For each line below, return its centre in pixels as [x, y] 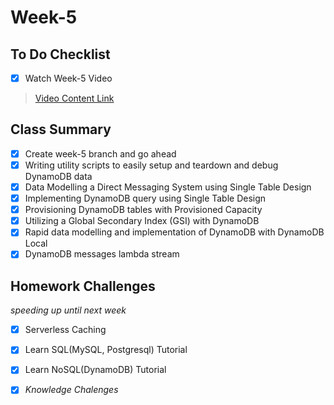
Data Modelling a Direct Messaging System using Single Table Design [168, 187]
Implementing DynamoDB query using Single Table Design [145, 198]
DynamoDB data [58, 176]
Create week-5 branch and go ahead [100, 153]
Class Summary [61, 129]
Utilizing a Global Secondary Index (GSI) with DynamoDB [142, 221]
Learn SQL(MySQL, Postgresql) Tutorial [106, 350]
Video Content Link [74, 98]
